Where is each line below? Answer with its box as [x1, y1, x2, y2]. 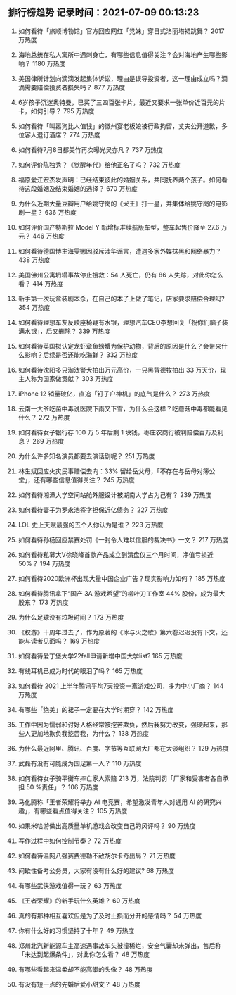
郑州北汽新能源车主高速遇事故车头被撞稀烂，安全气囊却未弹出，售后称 [18, 941, 222, 949]
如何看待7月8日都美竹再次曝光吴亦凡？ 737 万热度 [18, 145, 164, 154]
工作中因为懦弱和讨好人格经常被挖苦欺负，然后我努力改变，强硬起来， [18, 720, 222, 729]
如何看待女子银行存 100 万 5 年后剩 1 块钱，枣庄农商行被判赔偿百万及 [18, 428, 218, 437]
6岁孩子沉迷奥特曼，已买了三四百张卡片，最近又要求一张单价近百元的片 [18, 98, 225, 106]
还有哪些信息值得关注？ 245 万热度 [33, 475, 136, 484]
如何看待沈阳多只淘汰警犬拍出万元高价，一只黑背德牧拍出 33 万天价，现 [18, 365, 227, 374]
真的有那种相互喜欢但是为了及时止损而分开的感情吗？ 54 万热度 [18, 911, 202, 920]
